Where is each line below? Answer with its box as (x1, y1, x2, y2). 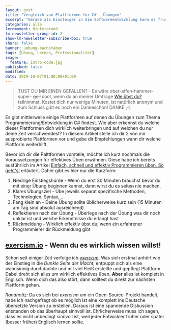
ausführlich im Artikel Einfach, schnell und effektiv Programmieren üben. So (5, 162, 164, 168)
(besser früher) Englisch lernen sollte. (5, 319, 85, 325)
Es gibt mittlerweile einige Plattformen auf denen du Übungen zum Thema (5, 114, 160, 120)
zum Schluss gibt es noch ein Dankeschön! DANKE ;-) (17, 104, 131, 110)
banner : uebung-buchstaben (5, 45, 63, 51)
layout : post (5, 7, 33, 13)
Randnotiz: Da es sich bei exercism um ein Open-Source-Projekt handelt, (5, 292, 159, 298)
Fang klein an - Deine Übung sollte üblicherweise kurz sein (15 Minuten (12, 199, 162, 205)
